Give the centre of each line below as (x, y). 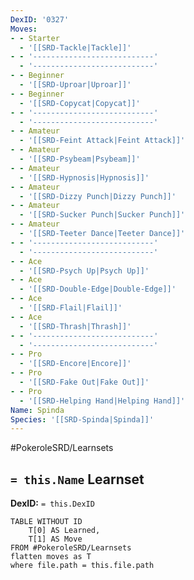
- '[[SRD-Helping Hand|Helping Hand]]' (102, 401)
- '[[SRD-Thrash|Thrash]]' (75, 326)
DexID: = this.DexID (52, 503)
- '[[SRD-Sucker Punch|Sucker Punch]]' (102, 215)
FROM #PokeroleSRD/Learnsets (71, 548)
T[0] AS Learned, (64, 531)
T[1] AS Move (55, 539)
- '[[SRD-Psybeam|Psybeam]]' (80, 159)
